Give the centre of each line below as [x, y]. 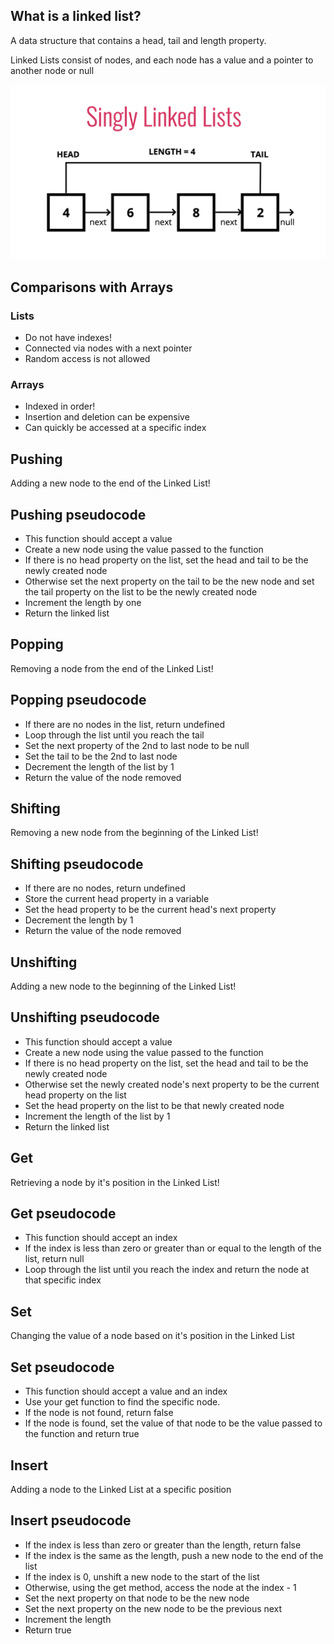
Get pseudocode [63, 1214]
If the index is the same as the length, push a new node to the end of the [174, 1555]
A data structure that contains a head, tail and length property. [138, 40]
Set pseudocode [62, 1367]
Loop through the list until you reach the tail [114, 735]
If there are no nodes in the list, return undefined [125, 724]
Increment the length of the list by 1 [97, 1116]
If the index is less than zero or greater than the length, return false [163, 1545]
